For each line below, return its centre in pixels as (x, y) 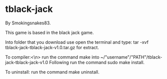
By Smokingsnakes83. (28, 23)
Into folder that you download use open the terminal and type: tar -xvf (77, 42)
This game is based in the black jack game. (49, 32)
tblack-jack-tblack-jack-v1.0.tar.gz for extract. (52, 47)
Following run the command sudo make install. (97, 62)
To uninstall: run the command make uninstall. (52, 72)
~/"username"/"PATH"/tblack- (131, 57)
